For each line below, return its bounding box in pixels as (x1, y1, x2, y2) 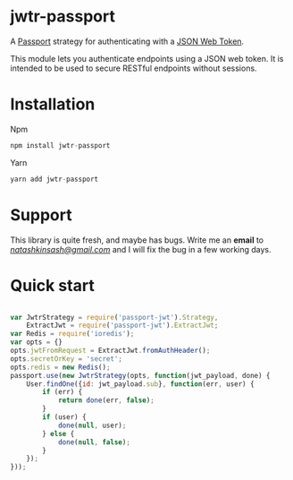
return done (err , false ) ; (57, 396, 155, 405)
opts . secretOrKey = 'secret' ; (10, 354, 123, 364)
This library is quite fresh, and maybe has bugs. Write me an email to (10, 235, 264, 245)
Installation (10, 94, 96, 115)
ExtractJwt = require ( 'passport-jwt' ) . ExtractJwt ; (26, 321, 219, 330)
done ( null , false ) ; (57, 437, 130, 447)
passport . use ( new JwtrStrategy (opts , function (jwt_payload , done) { (10, 371, 271, 380)
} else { (42, 429, 75, 438)
